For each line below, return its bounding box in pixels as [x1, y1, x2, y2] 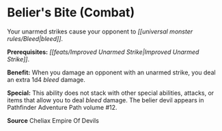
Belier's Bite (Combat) [7, 5, 135, 20]
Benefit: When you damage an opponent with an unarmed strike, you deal [7, 68, 217, 76]
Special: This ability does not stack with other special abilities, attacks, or [7, 89, 214, 97]
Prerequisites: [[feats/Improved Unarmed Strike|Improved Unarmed [7, 48, 199, 56]
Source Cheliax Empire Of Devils [7, 116, 99, 124]
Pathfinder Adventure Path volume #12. [7, 103, 117, 111]
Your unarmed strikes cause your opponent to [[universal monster [7, 27, 193, 35]
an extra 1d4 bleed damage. [7, 75, 85, 83]
